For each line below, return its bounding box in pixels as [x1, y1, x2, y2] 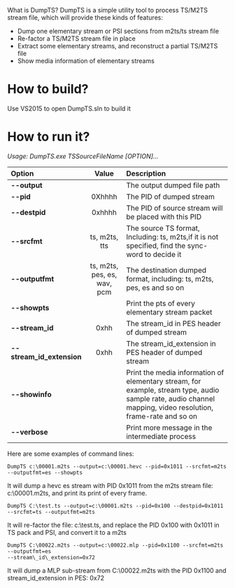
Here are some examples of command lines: [7, 449, 134, 458]
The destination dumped [125, 265, 207, 275]
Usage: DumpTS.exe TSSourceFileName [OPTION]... [7, 152, 159, 160]
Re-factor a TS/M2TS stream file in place [17, 34, 136, 43]
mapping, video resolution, [125, 402, 214, 412]
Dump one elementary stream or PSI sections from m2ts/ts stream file [17, 27, 219, 35]
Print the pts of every [125, 298, 196, 308]
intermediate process [125, 431, 197, 441]
